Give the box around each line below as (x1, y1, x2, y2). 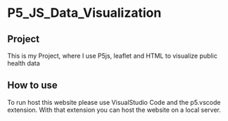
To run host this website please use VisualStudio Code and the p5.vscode (7, 98, 221, 106)
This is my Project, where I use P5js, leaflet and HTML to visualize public (7, 51, 218, 60)
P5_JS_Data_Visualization (7, 5, 162, 21)
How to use (7, 79, 58, 91)
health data (7, 59, 40, 68)
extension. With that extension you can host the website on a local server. (7, 106, 222, 114)
